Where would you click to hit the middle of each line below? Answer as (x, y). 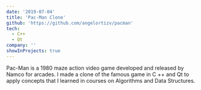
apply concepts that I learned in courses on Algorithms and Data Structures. (101, 80)
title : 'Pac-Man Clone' (36, 17)
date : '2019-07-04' (31, 12)
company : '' (21, 46)
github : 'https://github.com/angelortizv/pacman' (70, 23)
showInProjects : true (33, 51)
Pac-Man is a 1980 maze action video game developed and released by (95, 68)
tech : (13, 28)
